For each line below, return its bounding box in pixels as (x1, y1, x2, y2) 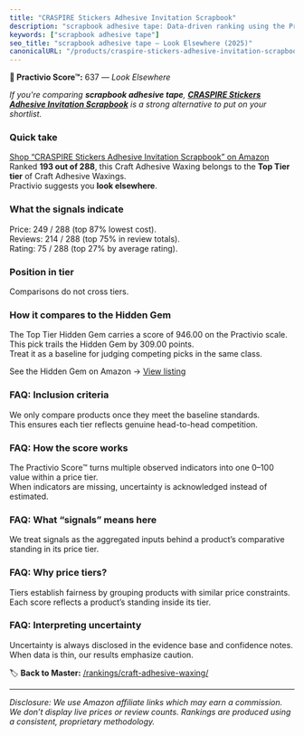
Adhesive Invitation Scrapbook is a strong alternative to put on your (9, 99, 267, 110)
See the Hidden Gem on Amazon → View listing (9, 366, 186, 377)
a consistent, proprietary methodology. (9, 716, 156, 727)
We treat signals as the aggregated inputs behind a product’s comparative (9, 534, 285, 545)
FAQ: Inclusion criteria (9, 388, 109, 401)
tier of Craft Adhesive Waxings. (9, 171, 127, 182)
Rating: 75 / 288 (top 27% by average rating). (9, 243, 178, 253)
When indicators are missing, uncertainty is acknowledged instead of (9, 481, 268, 492)
